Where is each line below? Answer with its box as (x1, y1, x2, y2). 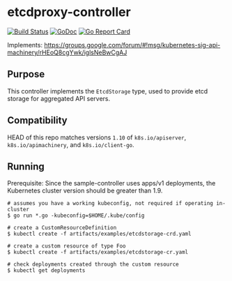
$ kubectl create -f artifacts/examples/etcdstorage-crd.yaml (7, 231, 192, 238)
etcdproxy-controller (7, 4, 131, 20)
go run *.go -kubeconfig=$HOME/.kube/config (13, 212, 145, 220)
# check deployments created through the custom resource (7, 261, 179, 268)
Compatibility (7, 114, 68, 126)
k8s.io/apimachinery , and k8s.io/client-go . (7, 140, 134, 149)
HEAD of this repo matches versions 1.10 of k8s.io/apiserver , (7, 133, 187, 142)
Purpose (7, 68, 45, 80)
